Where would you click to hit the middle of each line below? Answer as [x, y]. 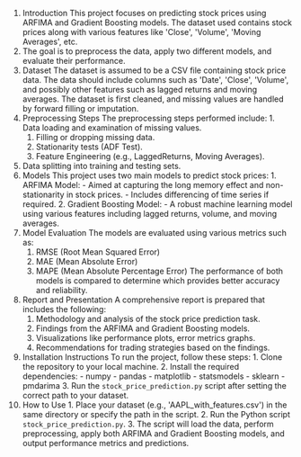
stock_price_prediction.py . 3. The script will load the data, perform [148, 424]
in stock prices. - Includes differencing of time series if [168, 194]
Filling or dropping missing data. [95, 137]
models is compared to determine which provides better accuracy [158, 281]
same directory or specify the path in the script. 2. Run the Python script [156, 414]
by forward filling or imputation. [80, 108]
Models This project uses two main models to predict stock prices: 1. [149, 175]
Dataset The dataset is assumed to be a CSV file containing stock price [154, 70]
